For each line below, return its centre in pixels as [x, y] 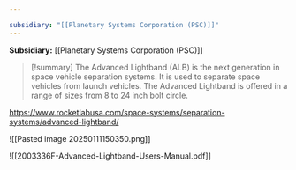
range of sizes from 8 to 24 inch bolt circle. [109, 95]
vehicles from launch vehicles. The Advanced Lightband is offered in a [159, 85]
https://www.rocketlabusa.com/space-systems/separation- [117, 112]
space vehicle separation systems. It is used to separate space [145, 77]
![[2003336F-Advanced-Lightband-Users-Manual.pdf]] [110, 156]
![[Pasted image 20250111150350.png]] [80, 138]
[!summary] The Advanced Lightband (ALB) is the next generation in [155, 67]
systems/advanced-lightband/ [64, 122]
